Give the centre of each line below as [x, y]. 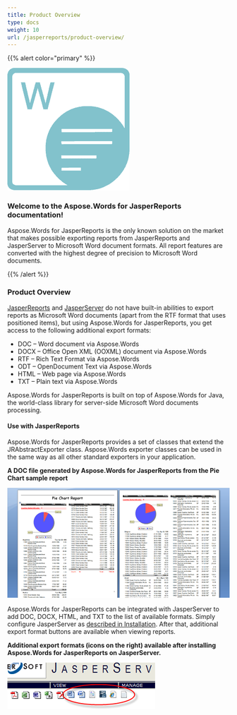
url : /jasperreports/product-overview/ [66, 37]
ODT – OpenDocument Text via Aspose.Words [85, 366]
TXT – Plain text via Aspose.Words [67, 381]
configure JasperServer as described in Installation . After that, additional [113, 624]
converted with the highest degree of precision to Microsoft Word [103, 253]
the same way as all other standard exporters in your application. [102, 457]
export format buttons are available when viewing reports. [92, 631]
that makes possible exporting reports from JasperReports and [99, 238]
